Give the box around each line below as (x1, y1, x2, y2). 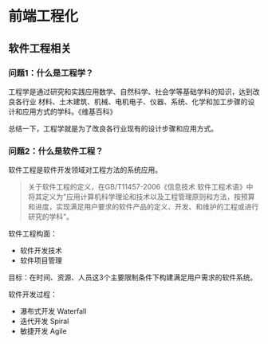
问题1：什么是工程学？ (8, 67, 94, 78)
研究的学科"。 (27, 212, 74, 221)
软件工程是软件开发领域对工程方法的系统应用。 (8, 165, 162, 175)
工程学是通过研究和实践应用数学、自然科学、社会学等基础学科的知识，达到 (8, 87, 253, 96)
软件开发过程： (8, 290, 57, 299)
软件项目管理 (19, 256, 62, 265)
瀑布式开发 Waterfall (19, 307, 87, 316)
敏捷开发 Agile (19, 326, 67, 336)
